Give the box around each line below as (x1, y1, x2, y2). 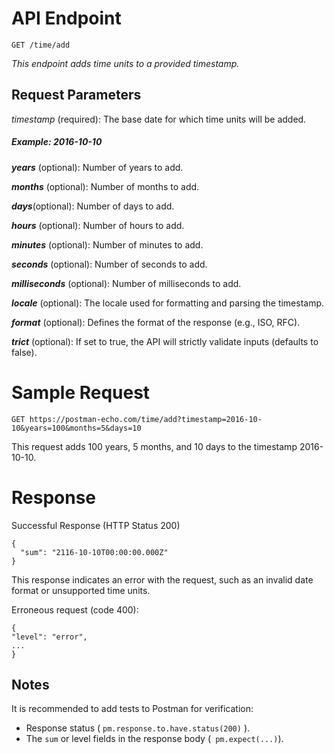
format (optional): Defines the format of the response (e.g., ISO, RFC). (11, 316, 301, 328)
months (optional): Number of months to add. (11, 180, 200, 192)
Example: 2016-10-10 (11, 136, 103, 148)
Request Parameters (11, 87, 142, 104)
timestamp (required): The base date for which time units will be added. (11, 113, 307, 125)
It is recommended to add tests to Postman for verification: (11, 703, 254, 715)
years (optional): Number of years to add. (11, 161, 184, 173)
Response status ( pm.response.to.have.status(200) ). (25, 722, 251, 734)
